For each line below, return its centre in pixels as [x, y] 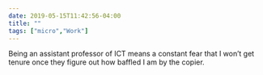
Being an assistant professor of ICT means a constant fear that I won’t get [131, 54]
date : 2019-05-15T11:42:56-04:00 [65, 16]
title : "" [25, 23]
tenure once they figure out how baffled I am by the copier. [106, 62]
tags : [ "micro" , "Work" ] [49, 31]
